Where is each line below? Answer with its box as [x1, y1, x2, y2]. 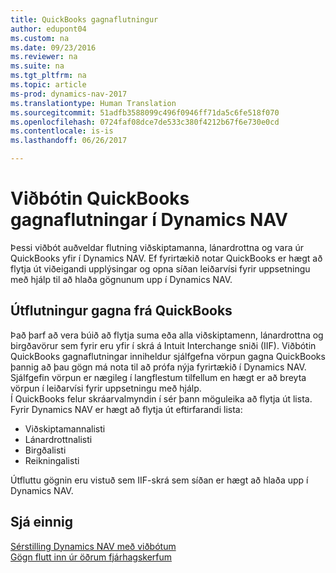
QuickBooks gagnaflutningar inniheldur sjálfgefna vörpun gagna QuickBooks [10, 350, 326, 362]
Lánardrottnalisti [24, 433, 93, 445]
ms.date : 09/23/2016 [10, 42, 97, 53]
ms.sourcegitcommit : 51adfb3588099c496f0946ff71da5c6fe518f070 [10, 107, 280, 118]
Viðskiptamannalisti [24, 422, 106, 435]
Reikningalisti [24, 454, 80, 466]
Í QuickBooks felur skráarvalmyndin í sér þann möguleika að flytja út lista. [10, 392, 313, 405]
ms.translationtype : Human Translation [10, 98, 177, 108]
